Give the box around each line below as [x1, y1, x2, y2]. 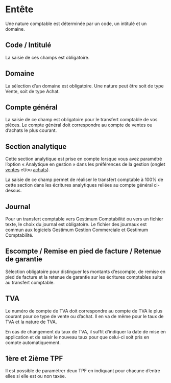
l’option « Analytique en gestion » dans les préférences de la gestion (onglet [5, 161, 165, 167]
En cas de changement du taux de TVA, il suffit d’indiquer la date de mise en [5, 328, 166, 334]
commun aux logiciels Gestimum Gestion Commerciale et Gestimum [5, 227, 148, 233]
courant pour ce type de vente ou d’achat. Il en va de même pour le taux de [5, 313, 164, 319]
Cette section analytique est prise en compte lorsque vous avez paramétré [5, 156, 162, 162]
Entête [5, 4, 34, 15]
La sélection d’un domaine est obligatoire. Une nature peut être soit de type [5, 83, 164, 89]
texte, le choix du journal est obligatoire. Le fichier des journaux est [5, 221, 147, 227]
